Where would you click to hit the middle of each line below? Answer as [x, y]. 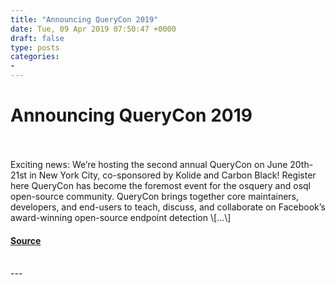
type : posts [35, 47]
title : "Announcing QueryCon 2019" [84, 19]
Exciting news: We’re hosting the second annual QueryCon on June [149, 164]
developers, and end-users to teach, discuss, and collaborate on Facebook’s [168, 207]
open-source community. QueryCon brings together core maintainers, [155, 196]
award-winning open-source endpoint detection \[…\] [121, 217]
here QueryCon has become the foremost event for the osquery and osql [161, 185]
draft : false [37, 38]
